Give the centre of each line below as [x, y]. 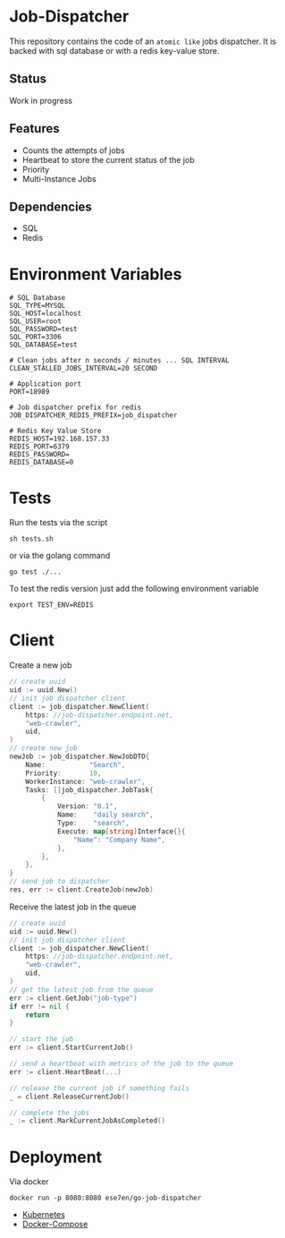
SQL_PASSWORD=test [43, 329]
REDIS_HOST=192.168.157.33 [59, 439]
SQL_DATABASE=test [43, 345]
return [38, 1015]
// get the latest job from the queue [81, 990]
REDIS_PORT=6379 [39, 447]
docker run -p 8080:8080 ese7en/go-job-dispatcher [105, 1198]
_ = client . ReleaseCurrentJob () [69, 1097]
